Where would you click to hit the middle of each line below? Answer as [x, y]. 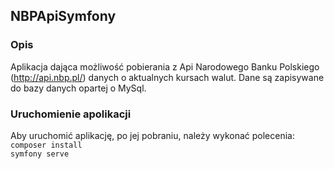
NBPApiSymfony [63, 16]
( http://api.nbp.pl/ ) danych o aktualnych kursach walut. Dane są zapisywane [167, 77]
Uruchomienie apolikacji [71, 114]
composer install [46, 145]
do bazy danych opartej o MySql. [78, 88]
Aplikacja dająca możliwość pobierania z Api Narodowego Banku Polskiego [165, 66]
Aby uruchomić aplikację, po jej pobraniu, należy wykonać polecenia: [152, 135]
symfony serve [40, 154]
